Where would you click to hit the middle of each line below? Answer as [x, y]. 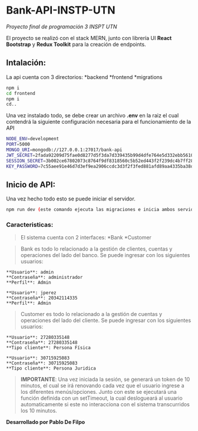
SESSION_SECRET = [26, 161]
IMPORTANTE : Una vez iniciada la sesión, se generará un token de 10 [105, 379]
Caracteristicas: [30, 225]
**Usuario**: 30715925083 [38, 358]
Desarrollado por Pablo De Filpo [46, 422]
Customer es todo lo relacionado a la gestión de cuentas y [91, 314]
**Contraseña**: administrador [44, 278]
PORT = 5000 [18, 144]
